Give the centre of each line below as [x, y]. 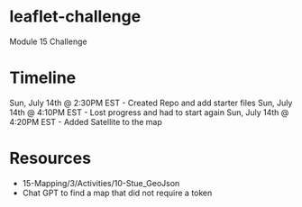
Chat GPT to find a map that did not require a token [117, 193]
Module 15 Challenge [48, 41]
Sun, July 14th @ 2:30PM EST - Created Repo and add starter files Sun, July [151, 103]
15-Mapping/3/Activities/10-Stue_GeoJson [101, 183]
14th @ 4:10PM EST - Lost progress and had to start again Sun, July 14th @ [149, 112]
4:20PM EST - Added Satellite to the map [86, 121]
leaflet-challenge [75, 17]
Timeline [43, 78]
